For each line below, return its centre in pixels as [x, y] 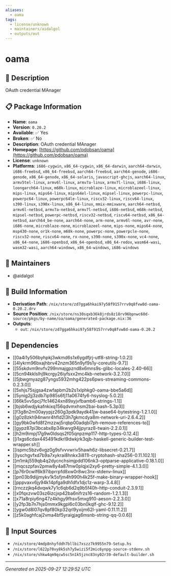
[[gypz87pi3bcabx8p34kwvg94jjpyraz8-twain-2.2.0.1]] [70, 428]
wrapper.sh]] [26, 445]
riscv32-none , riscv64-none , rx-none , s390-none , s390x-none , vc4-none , [86, 236]
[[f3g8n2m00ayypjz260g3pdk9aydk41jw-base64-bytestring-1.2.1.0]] [85, 412]
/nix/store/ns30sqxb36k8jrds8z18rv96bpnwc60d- [99, 314]
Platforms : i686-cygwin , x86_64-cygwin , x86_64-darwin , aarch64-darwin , [87, 166]
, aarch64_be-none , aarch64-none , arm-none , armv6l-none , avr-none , [95, 220]
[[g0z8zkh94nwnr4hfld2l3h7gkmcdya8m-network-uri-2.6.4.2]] [79, 418]
